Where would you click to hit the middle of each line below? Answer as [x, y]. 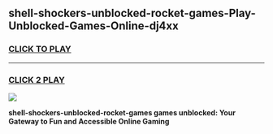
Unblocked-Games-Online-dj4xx [93, 26]
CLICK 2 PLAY [37, 80]
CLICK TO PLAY [40, 50]
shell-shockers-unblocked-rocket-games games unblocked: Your [122, 112]
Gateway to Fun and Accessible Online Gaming [89, 121]
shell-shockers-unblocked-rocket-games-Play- [132, 13]
